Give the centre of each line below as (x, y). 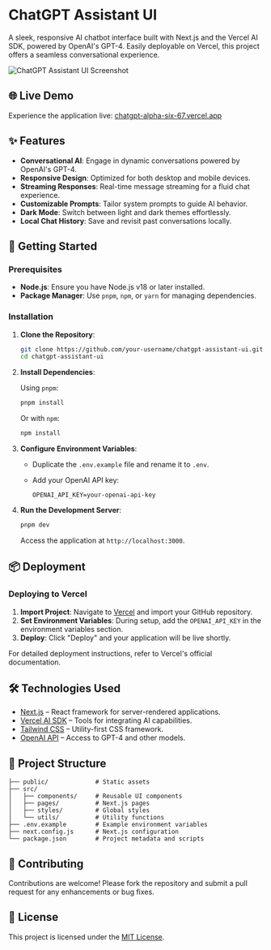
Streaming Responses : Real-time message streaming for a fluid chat (135, 186)
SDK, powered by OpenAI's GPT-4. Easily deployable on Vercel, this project (134, 45)
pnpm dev (35, 525)
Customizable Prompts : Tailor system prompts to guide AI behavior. (134, 204)
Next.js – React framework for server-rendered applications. (120, 712)
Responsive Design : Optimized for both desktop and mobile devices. (135, 178)
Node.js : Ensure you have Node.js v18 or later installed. (112, 287)
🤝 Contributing (46, 864)
